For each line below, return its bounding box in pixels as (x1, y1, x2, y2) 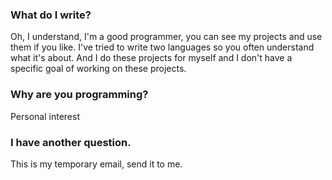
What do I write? (10, 8, 92, 22)
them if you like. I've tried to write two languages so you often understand (10, 41, 315, 53)
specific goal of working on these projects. (10, 63, 187, 75)
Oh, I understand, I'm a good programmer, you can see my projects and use (10, 31, 323, 43)
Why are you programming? (10, 88, 149, 102)
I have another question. (10, 135, 132, 149)
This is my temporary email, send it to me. (10, 158, 183, 170)
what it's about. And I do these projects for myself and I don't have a (10, 52, 293, 64)
